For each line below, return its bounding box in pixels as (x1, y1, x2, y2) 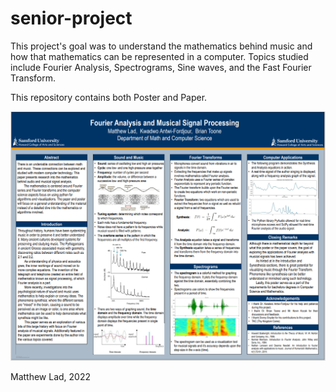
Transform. (10, 72, 56, 84)
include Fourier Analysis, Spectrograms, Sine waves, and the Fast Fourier (10, 61, 312, 73)
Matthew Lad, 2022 (10, 371, 92, 383)
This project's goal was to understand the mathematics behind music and (10, 40, 313, 52)
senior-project (10, 7, 133, 30)
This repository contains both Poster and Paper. (10, 91, 208, 103)
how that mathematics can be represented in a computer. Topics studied (10, 50, 309, 62)
